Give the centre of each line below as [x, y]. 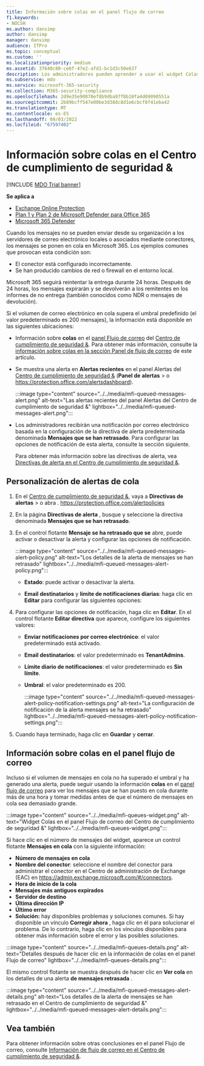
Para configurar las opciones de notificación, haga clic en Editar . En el [103, 612]
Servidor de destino [41, 897]
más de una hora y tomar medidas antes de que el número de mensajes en [100, 797]
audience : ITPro [27, 46]
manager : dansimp [28, 40]
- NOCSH [16, 23]
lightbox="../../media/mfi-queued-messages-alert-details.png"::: [87, 1010]
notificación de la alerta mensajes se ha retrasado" [88, 709]
